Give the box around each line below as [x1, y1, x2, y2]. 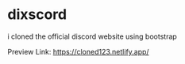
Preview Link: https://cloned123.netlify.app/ [7, 47, 149, 56]
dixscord [7, 6, 67, 24]
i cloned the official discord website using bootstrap [7, 32, 178, 41]
